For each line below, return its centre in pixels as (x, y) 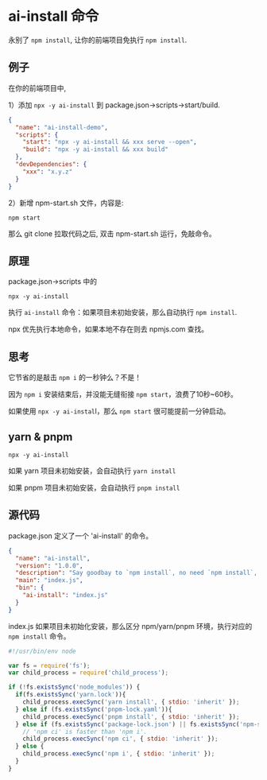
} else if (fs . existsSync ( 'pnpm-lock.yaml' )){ (94, 709)
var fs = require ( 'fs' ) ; (49, 666)
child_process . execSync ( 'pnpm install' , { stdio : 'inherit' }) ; (131, 716)
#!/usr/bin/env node (43, 651)
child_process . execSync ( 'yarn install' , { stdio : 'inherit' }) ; (131, 702)
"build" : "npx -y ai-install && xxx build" (96, 149)
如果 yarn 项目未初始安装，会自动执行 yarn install (92, 471)
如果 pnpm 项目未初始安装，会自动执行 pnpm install (94, 487)
